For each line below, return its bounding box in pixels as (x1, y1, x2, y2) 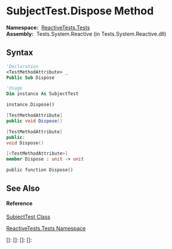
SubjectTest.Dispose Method (6, 4, 154, 18)
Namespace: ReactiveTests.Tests (6, 24, 90, 31)
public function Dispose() (6, 167, 73, 173)
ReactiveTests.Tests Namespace (6, 225, 86, 232)
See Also (6, 183, 40, 193)
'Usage (6, 85, 23, 91)
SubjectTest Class (6, 213, 51, 220)
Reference (6, 200, 33, 207)
